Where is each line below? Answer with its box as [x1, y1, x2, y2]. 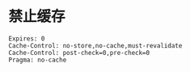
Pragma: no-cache [8, 56, 67, 64]
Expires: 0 [8, 34, 45, 43]
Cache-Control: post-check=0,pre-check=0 [8, 49, 150, 57]
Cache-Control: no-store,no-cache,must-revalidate [8, 41, 183, 49]
